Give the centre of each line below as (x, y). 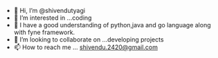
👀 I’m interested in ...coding (53, 18)
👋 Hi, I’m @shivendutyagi (49, 11)
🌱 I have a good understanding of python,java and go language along (112, 25)
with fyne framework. (44, 32)
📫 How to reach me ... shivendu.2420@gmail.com (85, 47)
